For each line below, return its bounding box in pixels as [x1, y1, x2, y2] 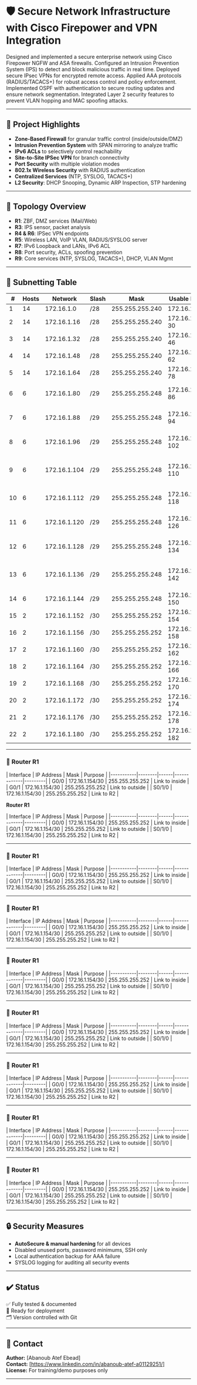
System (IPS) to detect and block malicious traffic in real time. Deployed [6, 65, 180, 72]
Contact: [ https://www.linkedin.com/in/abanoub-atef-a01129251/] [6, 1361, 165, 1368]
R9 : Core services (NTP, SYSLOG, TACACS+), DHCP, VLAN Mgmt [14, 254, 174, 262]
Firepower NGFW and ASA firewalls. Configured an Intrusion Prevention [6, 59, 179, 67]
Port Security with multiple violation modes [14, 160, 120, 167]
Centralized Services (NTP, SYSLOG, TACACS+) [14, 173, 133, 180]
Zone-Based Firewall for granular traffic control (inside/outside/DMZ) [14, 135, 183, 142]
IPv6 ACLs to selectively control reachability [14, 148, 122, 155]
